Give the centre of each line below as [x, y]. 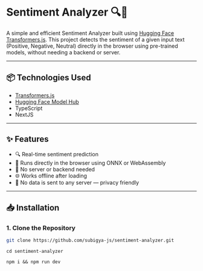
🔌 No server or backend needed [55, 169]
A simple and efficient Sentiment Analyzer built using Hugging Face [90, 33]
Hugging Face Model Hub [47, 101]
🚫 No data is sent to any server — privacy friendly [77, 182]
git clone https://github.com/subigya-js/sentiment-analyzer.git [90, 241]
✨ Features [27, 139]
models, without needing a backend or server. [63, 52]
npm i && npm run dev [34, 262]
